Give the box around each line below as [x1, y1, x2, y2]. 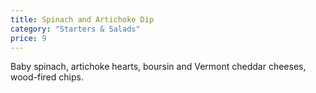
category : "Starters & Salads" [10, 24, 141, 34]
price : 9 [10, 33, 47, 43]
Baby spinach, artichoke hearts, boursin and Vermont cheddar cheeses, [10, 61, 307, 73]
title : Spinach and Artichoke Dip [10, 14, 155, 25]
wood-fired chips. [10, 71, 84, 83]
